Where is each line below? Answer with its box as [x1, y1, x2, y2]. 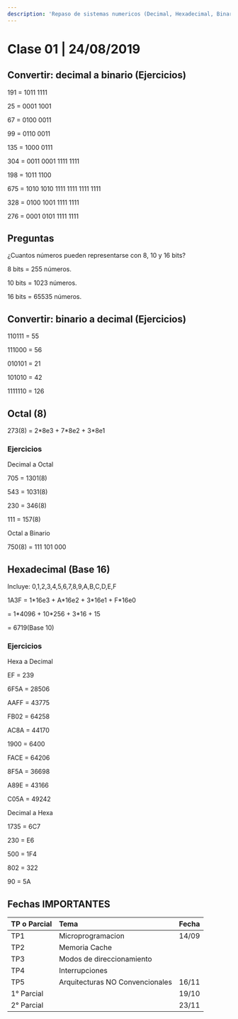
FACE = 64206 [7, 753, 50, 762]
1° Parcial [11, 988, 44, 998]
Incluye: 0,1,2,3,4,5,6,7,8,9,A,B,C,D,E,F [7, 582, 117, 591]
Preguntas [7, 232, 55, 245]
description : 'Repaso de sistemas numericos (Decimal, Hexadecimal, [7, 10, 214, 18]
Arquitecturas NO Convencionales [59, 977, 172, 987]
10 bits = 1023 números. [7, 278, 77, 288]
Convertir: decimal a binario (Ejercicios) [7, 69, 186, 82]
